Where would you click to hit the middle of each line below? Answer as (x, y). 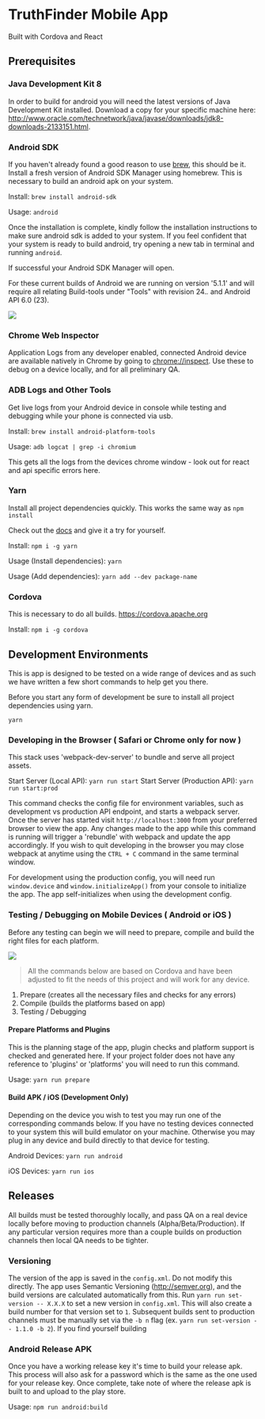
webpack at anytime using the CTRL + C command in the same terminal (123, 854)
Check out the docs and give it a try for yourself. (87, 530)
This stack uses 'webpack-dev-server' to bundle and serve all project (121, 757)
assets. (20, 765)
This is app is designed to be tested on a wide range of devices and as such (132, 673)
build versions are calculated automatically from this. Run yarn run (117, 1295)
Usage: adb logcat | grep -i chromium (72, 446)
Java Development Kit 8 (55, 84)
